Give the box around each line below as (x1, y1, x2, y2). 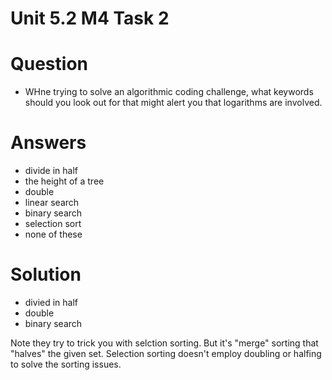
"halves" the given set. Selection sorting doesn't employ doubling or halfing (10, 348, 322, 359)
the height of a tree (24, 175, 105, 187)
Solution (10, 263, 82, 286)
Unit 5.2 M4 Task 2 (10, 7, 170, 30)
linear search (24, 197, 80, 209)
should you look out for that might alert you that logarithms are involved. (24, 97, 323, 109)
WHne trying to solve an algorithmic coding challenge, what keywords (24, 86, 314, 98)
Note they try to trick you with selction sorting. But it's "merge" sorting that (10, 337, 319, 349)
